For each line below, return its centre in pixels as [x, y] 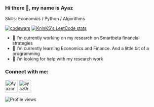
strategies [22, 43]
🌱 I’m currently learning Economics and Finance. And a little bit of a [80, 49]
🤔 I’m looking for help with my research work [58, 59]
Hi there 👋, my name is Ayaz [39, 8]
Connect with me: [27, 72]
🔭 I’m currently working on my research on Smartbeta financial [76, 38]
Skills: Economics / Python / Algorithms [45, 19]
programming [26, 53]
